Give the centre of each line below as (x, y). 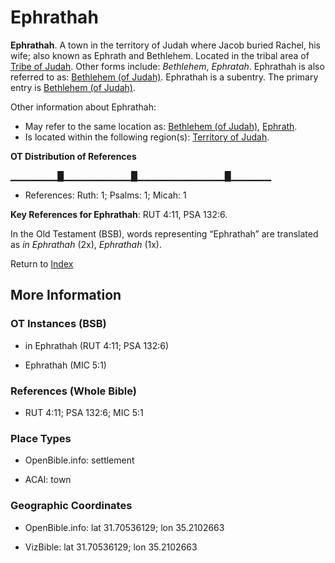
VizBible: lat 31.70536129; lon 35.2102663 (111, 547)
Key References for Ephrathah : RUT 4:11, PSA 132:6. (119, 214)
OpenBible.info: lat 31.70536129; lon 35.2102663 (124, 527)
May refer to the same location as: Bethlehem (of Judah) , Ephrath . (161, 126)
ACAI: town (48, 480)
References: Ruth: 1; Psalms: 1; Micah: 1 (105, 195)
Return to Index (42, 263)
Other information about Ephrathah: (83, 107)
